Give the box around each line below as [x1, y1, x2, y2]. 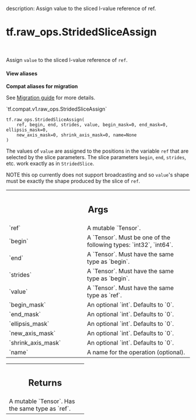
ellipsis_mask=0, [6, 127, 48, 133]
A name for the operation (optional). [87, 348, 185, 356]
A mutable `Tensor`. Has [9, 397, 75, 405]
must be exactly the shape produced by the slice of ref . [6, 178, 141, 185]
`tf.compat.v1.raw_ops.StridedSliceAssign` [6, 105, 107, 113]
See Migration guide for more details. [6, 94, 96, 101]
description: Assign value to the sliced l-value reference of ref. [6, 5, 156, 12]
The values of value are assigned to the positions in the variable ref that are [6, 147, 189, 154]
